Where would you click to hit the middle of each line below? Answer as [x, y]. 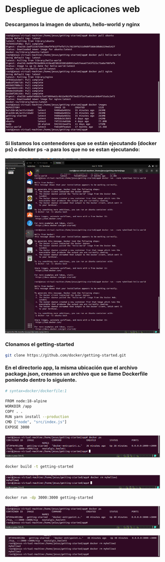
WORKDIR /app [18, 407]
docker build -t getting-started [39, 467]
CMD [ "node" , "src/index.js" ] [36, 422]
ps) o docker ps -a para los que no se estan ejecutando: [73, 149]
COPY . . [14, 412]
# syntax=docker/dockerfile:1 [36, 391]
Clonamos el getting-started [40, 344]
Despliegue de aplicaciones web [72, 9]
